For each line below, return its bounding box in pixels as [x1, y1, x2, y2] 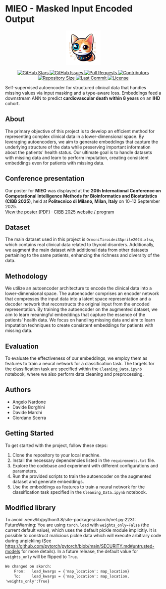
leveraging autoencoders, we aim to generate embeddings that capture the [5, 139, 159, 145]
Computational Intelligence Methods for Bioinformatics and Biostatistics [5, 193, 158, 199]
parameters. [12, 468, 38, 474]
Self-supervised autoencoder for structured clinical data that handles [5, 84, 146, 90]
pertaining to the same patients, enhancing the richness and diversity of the [5, 252, 160, 258]
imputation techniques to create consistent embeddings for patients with [5, 322, 154, 328]
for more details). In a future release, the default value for [21, 549, 139, 555]
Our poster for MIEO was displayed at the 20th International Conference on [5, 187, 161, 193]
